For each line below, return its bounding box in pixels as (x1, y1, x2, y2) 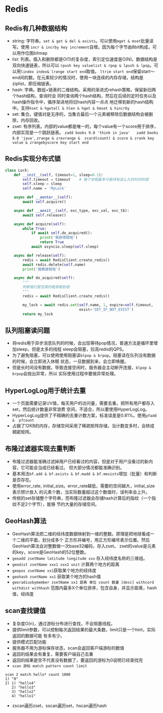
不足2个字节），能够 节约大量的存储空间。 (16, 501, 100, 507)
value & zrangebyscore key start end (12, 140, 89, 145)
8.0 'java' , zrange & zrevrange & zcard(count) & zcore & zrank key (12, 135, 154, 141)
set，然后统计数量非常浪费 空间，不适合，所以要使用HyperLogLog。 (12, 406, 150, 412)
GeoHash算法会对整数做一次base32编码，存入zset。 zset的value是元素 (12, 543, 156, 549)
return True (39, 240, 64, 245)
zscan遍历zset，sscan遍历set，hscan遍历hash (12, 702, 107, 709)
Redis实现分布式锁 (5, 155, 61, 163)
